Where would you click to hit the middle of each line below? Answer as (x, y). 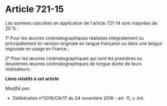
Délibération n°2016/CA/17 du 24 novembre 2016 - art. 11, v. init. (78, 98)
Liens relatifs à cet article (32, 78)
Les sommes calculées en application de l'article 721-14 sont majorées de (81, 23)
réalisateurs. (18, 69)
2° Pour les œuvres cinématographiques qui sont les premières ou (74, 58)
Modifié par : (18, 88)
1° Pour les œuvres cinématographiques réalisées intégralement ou (74, 38)
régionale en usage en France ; (37, 48)
